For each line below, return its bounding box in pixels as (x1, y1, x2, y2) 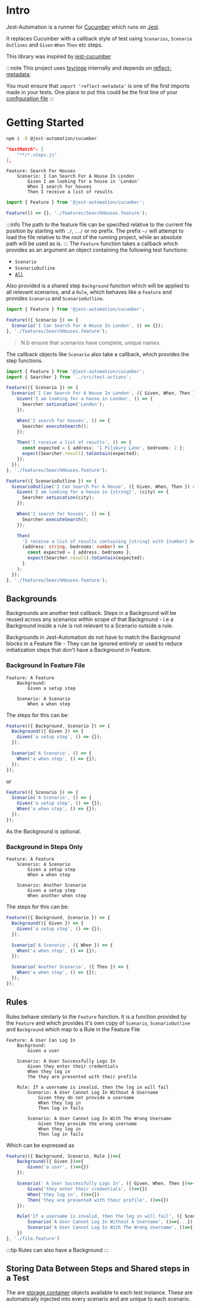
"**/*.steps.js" (17, 151, 58, 158)
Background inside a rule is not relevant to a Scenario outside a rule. (6, 622, 174, 629)
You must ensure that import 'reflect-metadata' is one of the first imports (6, 82, 190, 89)
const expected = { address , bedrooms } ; (27, 549, 132, 555)
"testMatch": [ (6, 146, 44, 152)
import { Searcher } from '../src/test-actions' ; (6, 374, 132, 380)
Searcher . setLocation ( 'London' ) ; (21, 401, 105, 407)
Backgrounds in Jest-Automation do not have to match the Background (6, 633, 180, 641)
